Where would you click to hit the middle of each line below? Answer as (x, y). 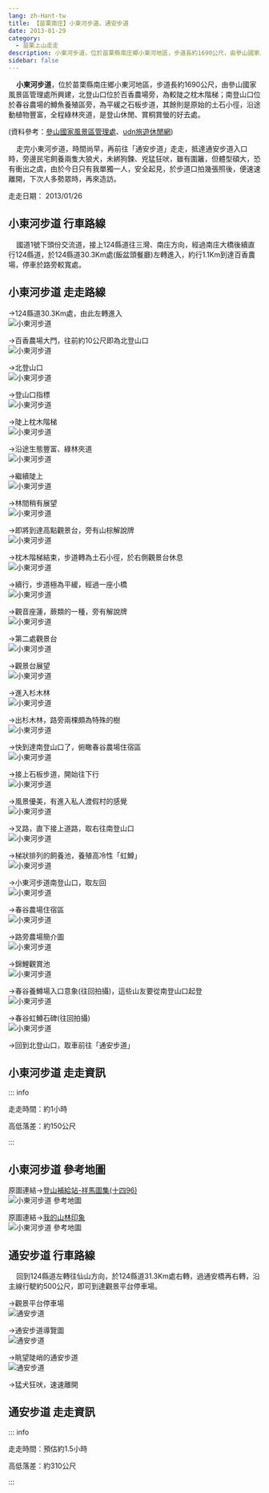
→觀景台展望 (29, 665)
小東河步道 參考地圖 (57, 1169)
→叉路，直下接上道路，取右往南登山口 (71, 828)
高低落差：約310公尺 (42, 1466)
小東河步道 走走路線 (57, 293)
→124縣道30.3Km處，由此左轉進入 (65, 313)
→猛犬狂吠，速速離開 (43, 1384)
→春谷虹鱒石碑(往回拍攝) (49, 1018)
